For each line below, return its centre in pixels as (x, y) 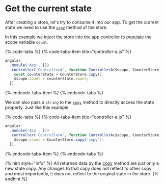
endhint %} (16, 179)
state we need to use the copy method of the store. (56, 27)
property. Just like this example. (38, 107)
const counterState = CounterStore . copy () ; (59, 74)
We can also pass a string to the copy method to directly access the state (80, 102)
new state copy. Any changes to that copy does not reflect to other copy (78, 168)
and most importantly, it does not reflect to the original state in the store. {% (82, 173)
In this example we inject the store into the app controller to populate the (79, 37)
